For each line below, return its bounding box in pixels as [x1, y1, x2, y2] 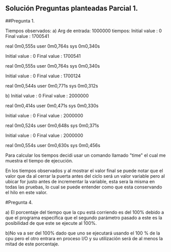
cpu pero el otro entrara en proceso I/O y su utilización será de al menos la [5, 235, 163, 241]
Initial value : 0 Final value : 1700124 [5, 73, 81, 79]
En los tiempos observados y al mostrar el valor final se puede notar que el [5, 167, 163, 174]
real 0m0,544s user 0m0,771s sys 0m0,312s [5, 82, 98, 89]
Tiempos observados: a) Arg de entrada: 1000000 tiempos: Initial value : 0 [5, 28, 162, 34]
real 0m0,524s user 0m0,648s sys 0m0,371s [5, 122, 99, 129]
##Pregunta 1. [5, 17, 35, 24]
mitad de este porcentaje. [5, 241, 59, 247]
